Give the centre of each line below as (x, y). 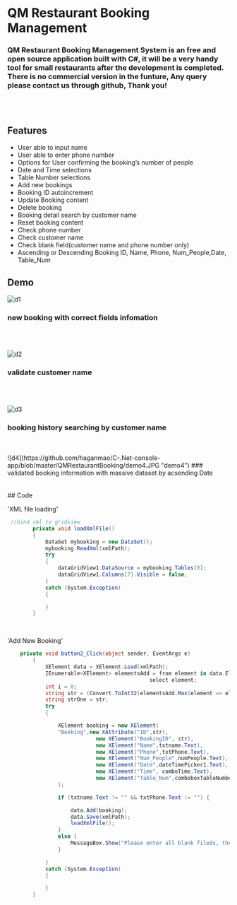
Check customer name (50, 237)
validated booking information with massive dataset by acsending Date (110, 473)
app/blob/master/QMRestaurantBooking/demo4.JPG (84, 465)
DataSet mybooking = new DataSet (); (99, 542)
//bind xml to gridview (45, 522)
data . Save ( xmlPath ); (101, 817)
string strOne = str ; (77, 700)
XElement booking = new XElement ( (108, 726)
